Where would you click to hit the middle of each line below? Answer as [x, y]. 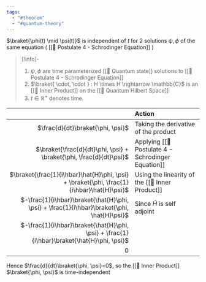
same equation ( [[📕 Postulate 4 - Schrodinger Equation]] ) [80, 47]
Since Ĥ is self [155, 204]
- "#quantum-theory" [38, 23]
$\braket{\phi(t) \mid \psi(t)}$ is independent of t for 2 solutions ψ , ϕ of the [101, 41]
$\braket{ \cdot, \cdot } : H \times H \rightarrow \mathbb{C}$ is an [114, 84]
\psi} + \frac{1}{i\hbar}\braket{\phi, [78, 208]
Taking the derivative [165, 124]
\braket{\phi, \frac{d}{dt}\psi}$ [85, 157]
